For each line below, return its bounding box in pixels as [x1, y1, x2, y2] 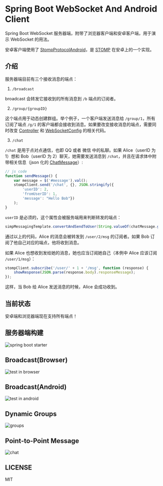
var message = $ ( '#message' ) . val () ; [14, 178, 88, 183]
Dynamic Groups [5, 409, 57, 418]
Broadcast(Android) [5, 383, 67, 391]
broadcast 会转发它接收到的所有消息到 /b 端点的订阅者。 [5, 95, 118, 101]
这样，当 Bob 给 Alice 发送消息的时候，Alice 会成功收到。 [5, 284, 120, 290]
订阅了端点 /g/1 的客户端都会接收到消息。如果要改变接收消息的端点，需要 [5, 121, 152, 127]
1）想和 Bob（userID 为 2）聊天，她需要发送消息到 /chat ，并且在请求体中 [5, 153, 153, 159]
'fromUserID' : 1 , [22, 191, 57, 197]
